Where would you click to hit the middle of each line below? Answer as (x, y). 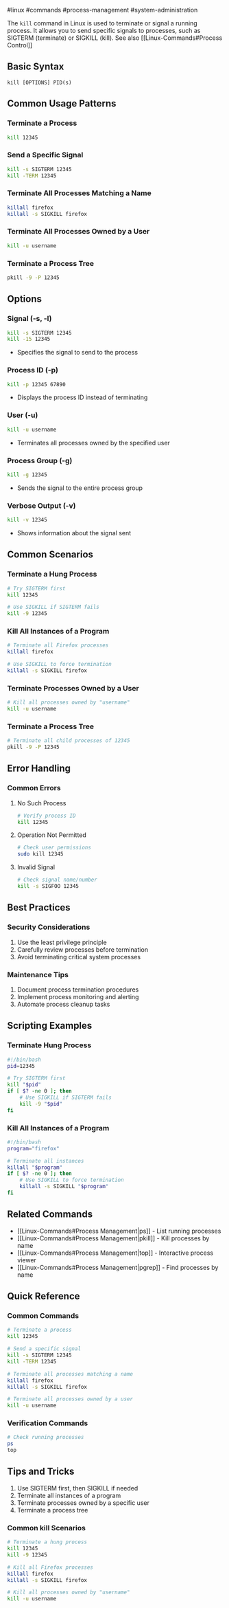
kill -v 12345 (27, 520)
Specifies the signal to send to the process (77, 353)
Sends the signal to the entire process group (80, 488)
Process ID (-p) (33, 370)
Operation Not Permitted (52, 835)
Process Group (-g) (40, 460)
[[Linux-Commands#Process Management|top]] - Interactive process (115, 1253)
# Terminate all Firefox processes (58, 645)
